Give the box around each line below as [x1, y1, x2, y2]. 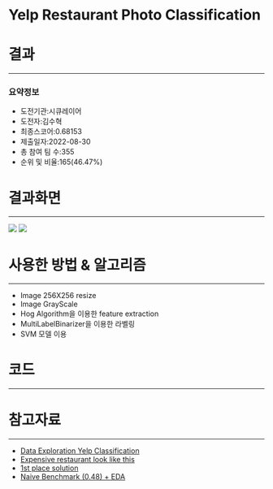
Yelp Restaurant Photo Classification [8, 6, 262, 24]
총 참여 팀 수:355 [19, 147, 75, 157]
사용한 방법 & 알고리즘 [8, 256, 146, 274]
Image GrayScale [19, 299, 79, 309]
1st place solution [19, 463, 79, 473]
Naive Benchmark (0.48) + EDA [19, 472, 126, 482]
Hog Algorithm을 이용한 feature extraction [19, 309, 159, 318]
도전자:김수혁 [19, 116, 63, 127]
